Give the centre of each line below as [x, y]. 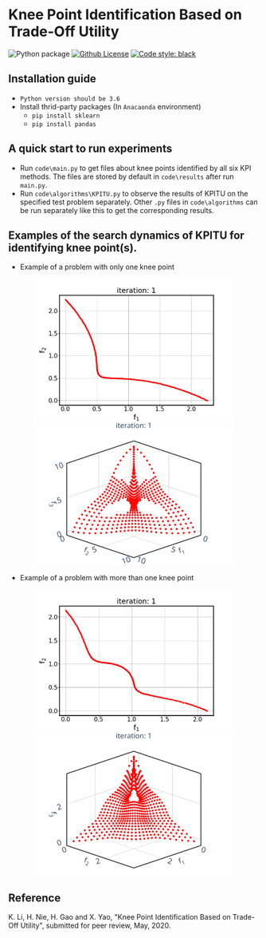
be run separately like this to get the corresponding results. [117, 210]
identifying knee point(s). [73, 248]
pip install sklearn [66, 116]
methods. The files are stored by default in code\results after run [127, 176]
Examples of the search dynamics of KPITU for [126, 235]
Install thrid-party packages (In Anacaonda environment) [110, 106]
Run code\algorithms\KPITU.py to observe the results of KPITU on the [134, 193]
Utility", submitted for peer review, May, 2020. [96, 925]
